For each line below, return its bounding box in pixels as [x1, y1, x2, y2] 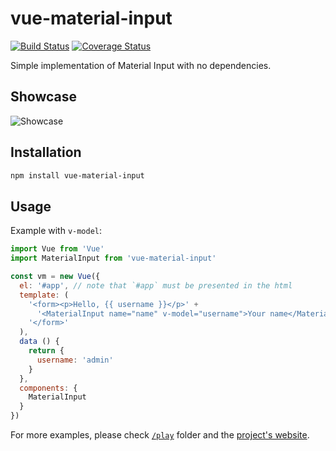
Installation [10, 144, 82, 161]
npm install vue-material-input [10, 170, 145, 181]
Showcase [10, 88, 78, 106]
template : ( [19, 290, 70, 300]
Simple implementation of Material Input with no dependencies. [10, 59, 272, 71]
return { [28, 346, 65, 356]
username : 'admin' [36, 355, 114, 365]
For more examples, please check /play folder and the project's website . [10, 429, 310, 441]
